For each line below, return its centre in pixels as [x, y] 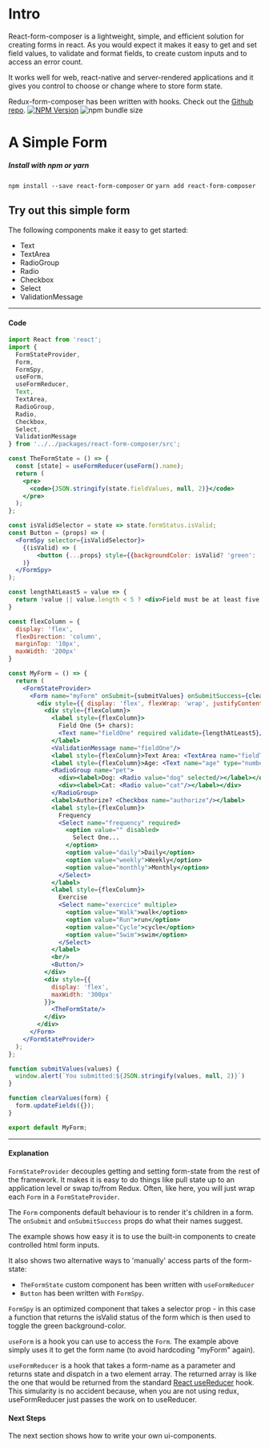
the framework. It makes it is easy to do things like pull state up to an [121, 1179]
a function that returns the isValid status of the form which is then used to [129, 1317]
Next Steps [27, 1417]
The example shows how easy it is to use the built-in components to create [132, 1236]
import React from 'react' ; [55, 340]
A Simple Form [58, 143]
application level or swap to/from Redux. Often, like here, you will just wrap [132, 1188]
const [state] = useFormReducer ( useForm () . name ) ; [100, 467]
